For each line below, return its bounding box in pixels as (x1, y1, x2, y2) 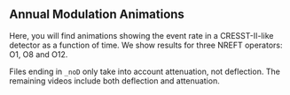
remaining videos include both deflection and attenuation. (9, 75, 220, 86)
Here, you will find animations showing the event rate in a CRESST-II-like (9, 30, 274, 40)
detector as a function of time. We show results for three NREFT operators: (9, 40, 283, 50)
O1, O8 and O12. (9, 48, 68, 60)
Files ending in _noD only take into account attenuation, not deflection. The (9, 66, 281, 77)
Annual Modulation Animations (9, 7, 184, 22)
